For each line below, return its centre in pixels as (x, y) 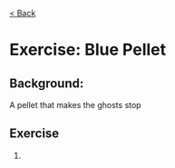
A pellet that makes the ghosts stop (76, 105)
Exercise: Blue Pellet (88, 50)
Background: (47, 83)
